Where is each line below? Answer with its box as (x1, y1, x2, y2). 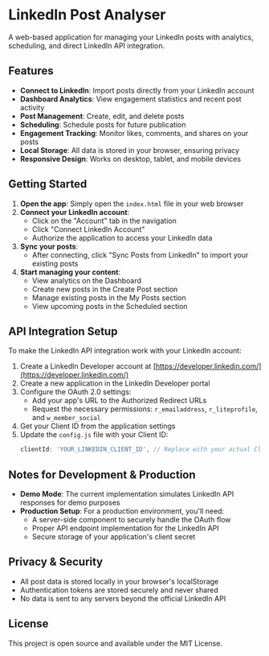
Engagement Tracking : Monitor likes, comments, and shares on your (19, 128, 249, 138)
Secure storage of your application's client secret (31, 532, 196, 542)
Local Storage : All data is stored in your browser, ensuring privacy (19, 145, 239, 155)
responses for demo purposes (19, 497, 120, 508)
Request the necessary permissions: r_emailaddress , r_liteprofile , (31, 404, 259, 414)
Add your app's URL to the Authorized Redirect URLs (31, 396, 207, 406)
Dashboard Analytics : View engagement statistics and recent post (19, 94, 243, 104)
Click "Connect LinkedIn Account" (31, 224, 145, 234)
